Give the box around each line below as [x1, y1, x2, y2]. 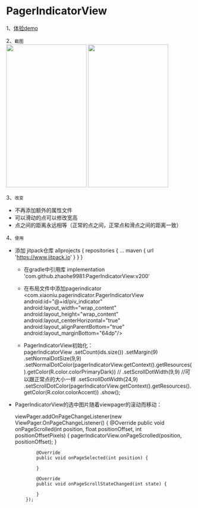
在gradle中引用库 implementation [23, 266, 105, 273]
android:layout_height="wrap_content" [23, 310, 119, 317]
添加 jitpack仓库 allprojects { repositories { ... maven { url [14, 247, 154, 254]
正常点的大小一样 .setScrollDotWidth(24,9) [34, 375, 139, 382]
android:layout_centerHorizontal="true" [23, 317, 121, 324]
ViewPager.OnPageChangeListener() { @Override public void [14, 419, 165, 426]
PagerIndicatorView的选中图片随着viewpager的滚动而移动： [14, 401, 162, 408]
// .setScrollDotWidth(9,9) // [117, 368, 186, 375]
